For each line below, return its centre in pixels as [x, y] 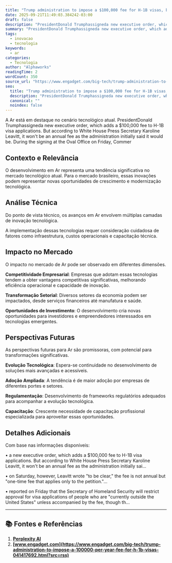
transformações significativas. [37, 355]
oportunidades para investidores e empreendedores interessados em [78, 316]
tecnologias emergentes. [31, 321]
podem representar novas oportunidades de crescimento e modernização [83, 181]
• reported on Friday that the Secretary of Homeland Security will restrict [82, 491]
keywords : [16, 48]
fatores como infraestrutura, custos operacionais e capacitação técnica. [81, 236]
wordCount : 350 [21, 77]
